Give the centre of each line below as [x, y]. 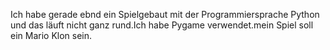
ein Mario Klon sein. [51, 35]
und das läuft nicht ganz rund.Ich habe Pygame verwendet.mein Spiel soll [162, 25]
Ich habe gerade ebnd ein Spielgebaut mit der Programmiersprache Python [165, 14]
